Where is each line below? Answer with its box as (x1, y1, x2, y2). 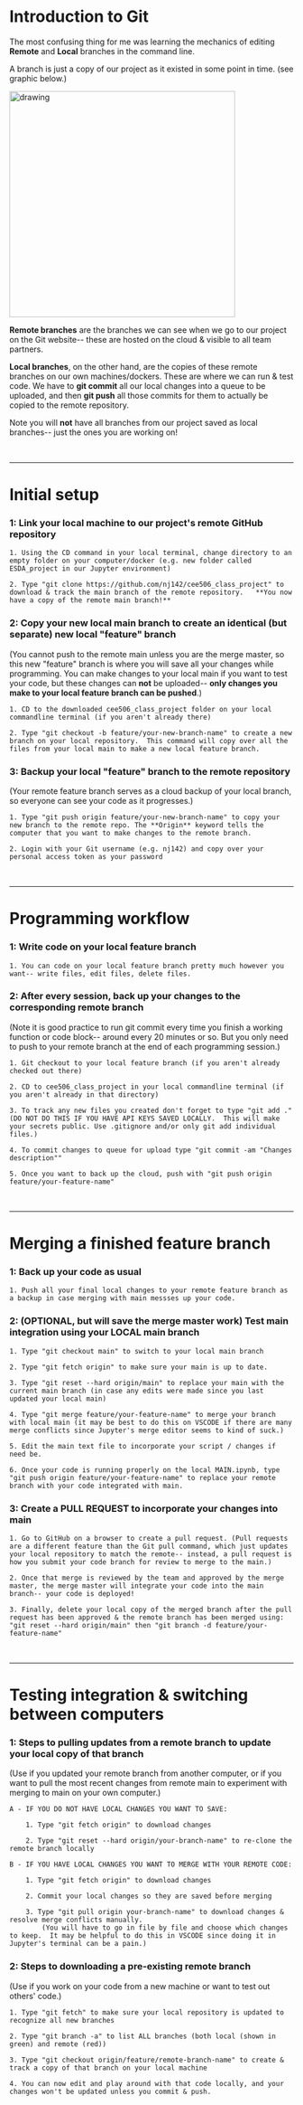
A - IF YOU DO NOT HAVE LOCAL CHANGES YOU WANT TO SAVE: (9, 1805, 228, 1814)
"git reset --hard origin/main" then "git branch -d (9, 1620, 212, 1629)
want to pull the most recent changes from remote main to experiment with (9, 1778, 288, 1789)
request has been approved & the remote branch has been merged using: (9, 1612, 284, 1622)
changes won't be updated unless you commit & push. (9, 2087, 212, 2096)
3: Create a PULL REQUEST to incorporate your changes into (9, 1502, 279, 1515)
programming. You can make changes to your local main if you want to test (9, 667, 289, 679)
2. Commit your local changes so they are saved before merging (25, 1892, 272, 1901)
